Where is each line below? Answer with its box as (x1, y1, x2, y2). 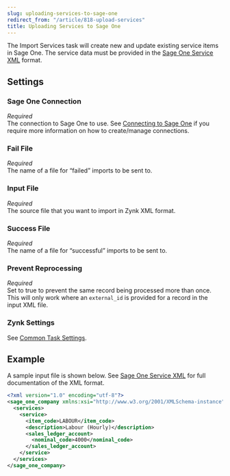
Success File (7, 223, 51, 233)
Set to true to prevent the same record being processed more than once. (7, 286, 212, 295)
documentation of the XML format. (7, 379, 105, 387)
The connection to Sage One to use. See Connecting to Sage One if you (7, 119, 210, 127)
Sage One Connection (7, 97, 82, 106)
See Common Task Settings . (7, 334, 87, 342)
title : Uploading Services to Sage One (7, 23, 121, 29)
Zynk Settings (7, 318, 55, 327)
